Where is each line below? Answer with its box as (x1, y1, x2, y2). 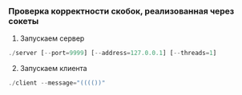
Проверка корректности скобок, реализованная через (8, 6, 235, 17)
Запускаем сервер (19, 34, 85, 43)
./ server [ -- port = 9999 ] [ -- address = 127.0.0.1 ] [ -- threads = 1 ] (8, 49, 217, 57)
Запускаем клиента (19, 64, 87, 73)
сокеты (8, 15, 39, 26)
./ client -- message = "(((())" (8, 79, 106, 87)
